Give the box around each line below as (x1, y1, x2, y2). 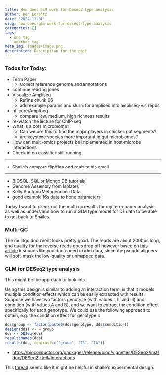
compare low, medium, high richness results (19, 113, 110, 119)
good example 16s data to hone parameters (12, 194, 101, 200)
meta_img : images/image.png (5, 44, 63, 49)
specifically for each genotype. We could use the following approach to (5, 307, 151, 313)
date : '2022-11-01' (5, 16, 45, 21)
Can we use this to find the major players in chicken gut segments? (19, 128, 157, 134)
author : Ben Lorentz (5, 12, 48, 17)
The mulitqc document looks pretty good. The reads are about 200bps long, (5, 238, 160, 244)
